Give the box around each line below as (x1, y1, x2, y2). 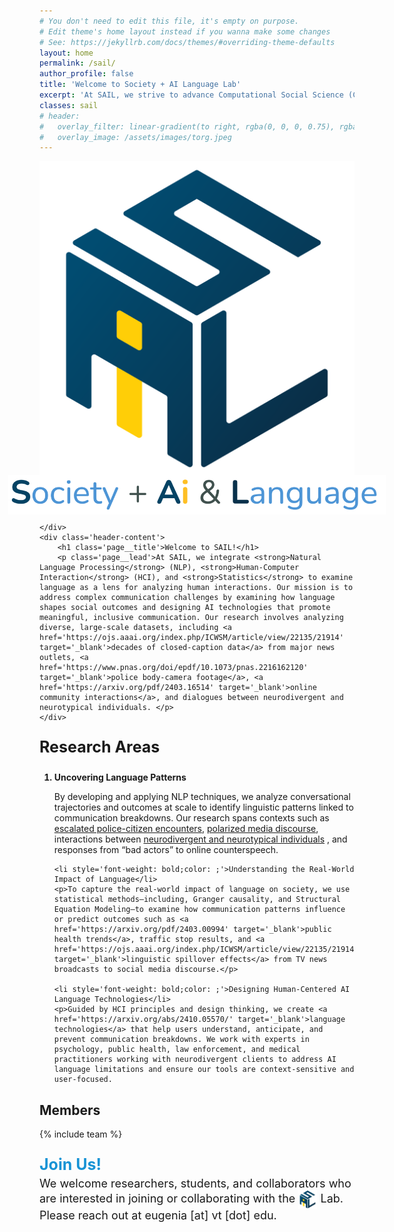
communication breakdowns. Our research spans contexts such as (53, 812, 330, 824)
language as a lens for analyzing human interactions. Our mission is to (39, 583, 354, 593)
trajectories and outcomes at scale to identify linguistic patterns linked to (53, 801, 354, 814)
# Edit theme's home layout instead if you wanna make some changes (39, 26, 331, 37)
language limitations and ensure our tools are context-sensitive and (53, 1065, 355, 1075)
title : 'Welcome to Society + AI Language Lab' (39, 80, 242, 90)
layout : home (39, 48, 94, 58)
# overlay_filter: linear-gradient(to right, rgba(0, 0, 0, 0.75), (39, 121, 336, 132)
